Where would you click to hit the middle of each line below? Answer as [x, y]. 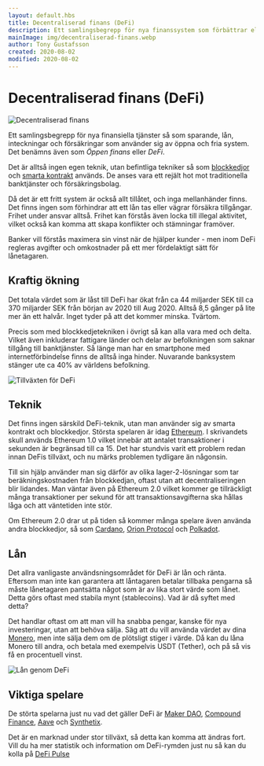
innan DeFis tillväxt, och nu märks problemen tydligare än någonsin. [118, 457]
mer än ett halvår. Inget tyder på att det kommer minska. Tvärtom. [114, 316]
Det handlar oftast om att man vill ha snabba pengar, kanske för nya [117, 621]
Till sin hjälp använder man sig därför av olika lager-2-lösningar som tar [124, 472]
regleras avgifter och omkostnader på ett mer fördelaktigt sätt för [113, 247]
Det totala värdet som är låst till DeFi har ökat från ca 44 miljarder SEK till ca [131, 299]
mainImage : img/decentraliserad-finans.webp [82, 37]
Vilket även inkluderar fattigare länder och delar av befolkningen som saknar [132, 339]
